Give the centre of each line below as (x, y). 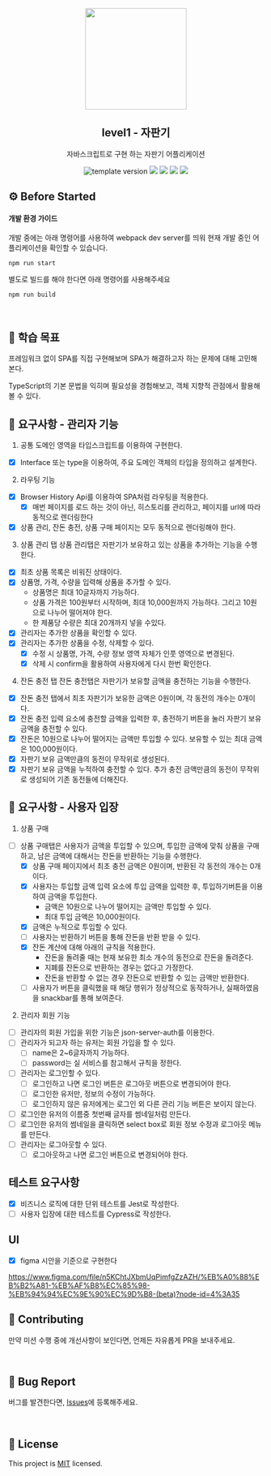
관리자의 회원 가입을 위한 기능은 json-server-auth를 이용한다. (117, 1033)
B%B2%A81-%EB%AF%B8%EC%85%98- (79, 1285)
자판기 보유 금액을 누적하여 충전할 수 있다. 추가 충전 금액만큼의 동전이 (129, 769)
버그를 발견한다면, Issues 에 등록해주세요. (73, 1402)
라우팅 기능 (38, 480)
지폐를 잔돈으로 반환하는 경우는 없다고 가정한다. (119, 968)
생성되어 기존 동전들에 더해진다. (78, 779)
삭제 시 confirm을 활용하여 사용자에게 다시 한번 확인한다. (122, 663)
